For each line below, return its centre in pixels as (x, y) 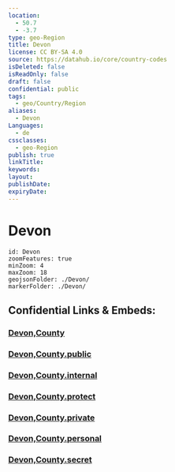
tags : (17, 96)
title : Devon (30, 45)
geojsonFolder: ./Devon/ (49, 279)
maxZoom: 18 (28, 272)
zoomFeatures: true (40, 258)
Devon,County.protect (52, 396)
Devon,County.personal (55, 439)
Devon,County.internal (53, 375)
